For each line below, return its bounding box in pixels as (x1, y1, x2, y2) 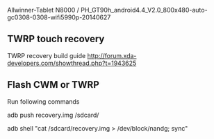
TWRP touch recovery (7, 33, 105, 45)
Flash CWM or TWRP (7, 79, 99, 91)
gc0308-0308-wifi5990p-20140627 (7, 13, 111, 21)
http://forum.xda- (87, 51, 137, 59)
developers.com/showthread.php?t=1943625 (7, 59, 137, 67)
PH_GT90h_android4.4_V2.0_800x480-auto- (81, 6, 208, 14)
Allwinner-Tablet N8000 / (7, 6, 80, 14)
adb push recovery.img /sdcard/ (7, 111, 99, 119)
